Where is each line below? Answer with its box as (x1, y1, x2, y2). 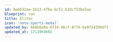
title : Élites (4, 16, 33, 21)
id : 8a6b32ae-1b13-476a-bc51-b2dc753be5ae (4, 7, 91, 12)
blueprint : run (4, 12, 35, 16)
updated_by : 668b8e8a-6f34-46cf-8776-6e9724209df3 (4, 25, 109, 30)
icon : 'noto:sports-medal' (4, 20, 59, 26)
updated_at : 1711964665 (4, 29, 53, 34)
